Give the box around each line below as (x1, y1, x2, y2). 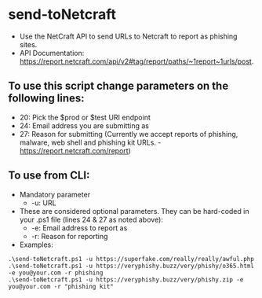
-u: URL (31, 198, 56, 208)
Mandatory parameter (19, 189, 91, 199)
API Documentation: (19, 48, 85, 57)
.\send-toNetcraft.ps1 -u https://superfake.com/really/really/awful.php (8, 255, 255, 263)
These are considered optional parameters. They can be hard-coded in (19, 206, 249, 215)
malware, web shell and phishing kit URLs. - (19, 138, 162, 147)
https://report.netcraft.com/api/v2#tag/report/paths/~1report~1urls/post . (19, 57, 254, 66)
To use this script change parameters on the (8, 79, 229, 93)
